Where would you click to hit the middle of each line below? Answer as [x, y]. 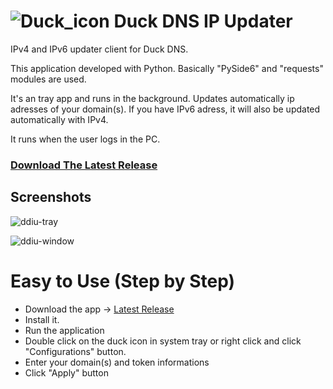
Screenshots [51, 197]
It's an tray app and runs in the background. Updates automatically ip [152, 98]
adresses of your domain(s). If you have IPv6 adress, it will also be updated [165, 109]
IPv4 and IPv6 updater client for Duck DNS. [99, 49]
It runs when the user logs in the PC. [85, 139]
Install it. [42, 319]
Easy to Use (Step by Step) [123, 281]
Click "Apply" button [66, 372]
